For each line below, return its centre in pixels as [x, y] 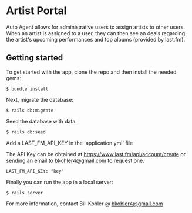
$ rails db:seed [26, 132]
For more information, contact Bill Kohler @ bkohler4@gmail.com [85, 204]
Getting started [35, 58]
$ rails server [25, 193]
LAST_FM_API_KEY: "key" [35, 171]
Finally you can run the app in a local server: [60, 182]
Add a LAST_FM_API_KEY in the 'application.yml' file [70, 143]
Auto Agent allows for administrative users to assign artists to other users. [95, 27]
